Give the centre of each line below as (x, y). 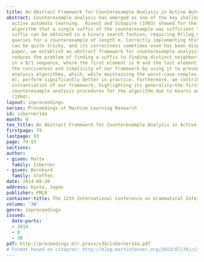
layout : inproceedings (35, 102)
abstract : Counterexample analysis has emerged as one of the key (92, 18)
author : (16, 153)
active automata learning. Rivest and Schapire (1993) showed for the (104, 23)
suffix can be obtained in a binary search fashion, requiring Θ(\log (103, 35)
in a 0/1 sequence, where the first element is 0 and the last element (104, 63)
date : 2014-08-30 (28, 182)
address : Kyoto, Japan (35, 187)
